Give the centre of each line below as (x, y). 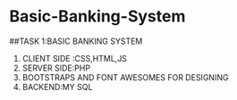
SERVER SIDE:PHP (56, 68)
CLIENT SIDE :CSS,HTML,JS (75, 58)
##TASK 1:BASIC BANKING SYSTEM (76, 41)
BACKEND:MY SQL (57, 87)
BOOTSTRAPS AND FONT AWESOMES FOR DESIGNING (125, 77)
